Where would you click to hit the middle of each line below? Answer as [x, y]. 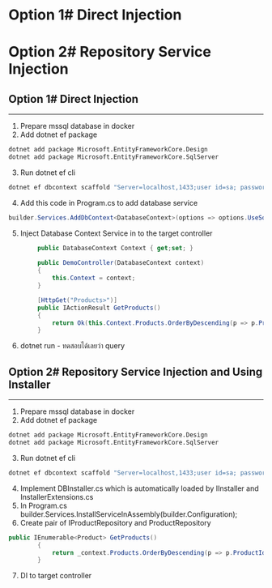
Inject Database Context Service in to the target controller [116, 233]
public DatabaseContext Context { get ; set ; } [116, 248]
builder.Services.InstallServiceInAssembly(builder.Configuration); [129, 514]
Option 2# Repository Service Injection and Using [136, 371]
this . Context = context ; [93, 278]
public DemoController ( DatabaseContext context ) [121, 263]
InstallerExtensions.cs [57, 496]
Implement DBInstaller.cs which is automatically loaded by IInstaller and [139, 488]
